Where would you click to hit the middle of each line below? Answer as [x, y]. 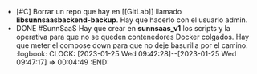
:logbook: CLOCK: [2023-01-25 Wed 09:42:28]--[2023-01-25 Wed [126, 54]
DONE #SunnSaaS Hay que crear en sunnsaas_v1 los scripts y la [123, 28]
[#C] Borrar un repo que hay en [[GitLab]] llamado [99, 12]
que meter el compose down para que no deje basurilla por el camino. [132, 45]
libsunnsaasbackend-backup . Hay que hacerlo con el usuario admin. [132, 20]
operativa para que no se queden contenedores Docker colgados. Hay [133, 37]
